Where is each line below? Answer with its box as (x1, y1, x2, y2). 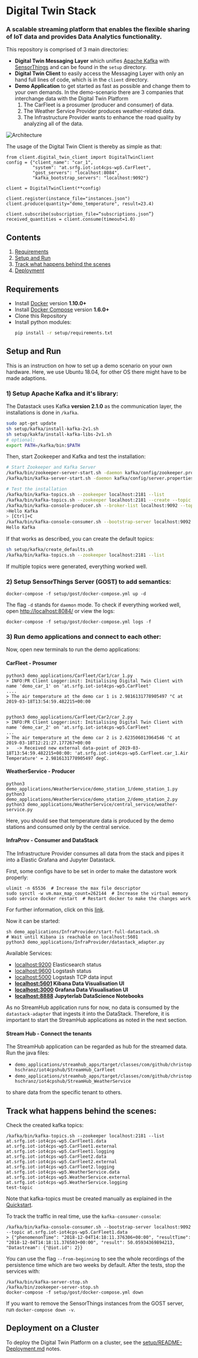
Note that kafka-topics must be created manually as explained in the (6, 1195, 172, 1202)
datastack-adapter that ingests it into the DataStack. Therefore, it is (6, 1010, 170, 1017)
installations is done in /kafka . (6, 409, 79, 416)
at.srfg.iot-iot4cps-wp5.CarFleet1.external (6, 1144, 117, 1150)
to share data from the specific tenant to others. (6, 1089, 123, 1096)
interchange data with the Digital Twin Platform (14, 95, 128, 102)
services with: (6, 1268, 40, 1275)
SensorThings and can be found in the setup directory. (14, 64, 147, 71)
